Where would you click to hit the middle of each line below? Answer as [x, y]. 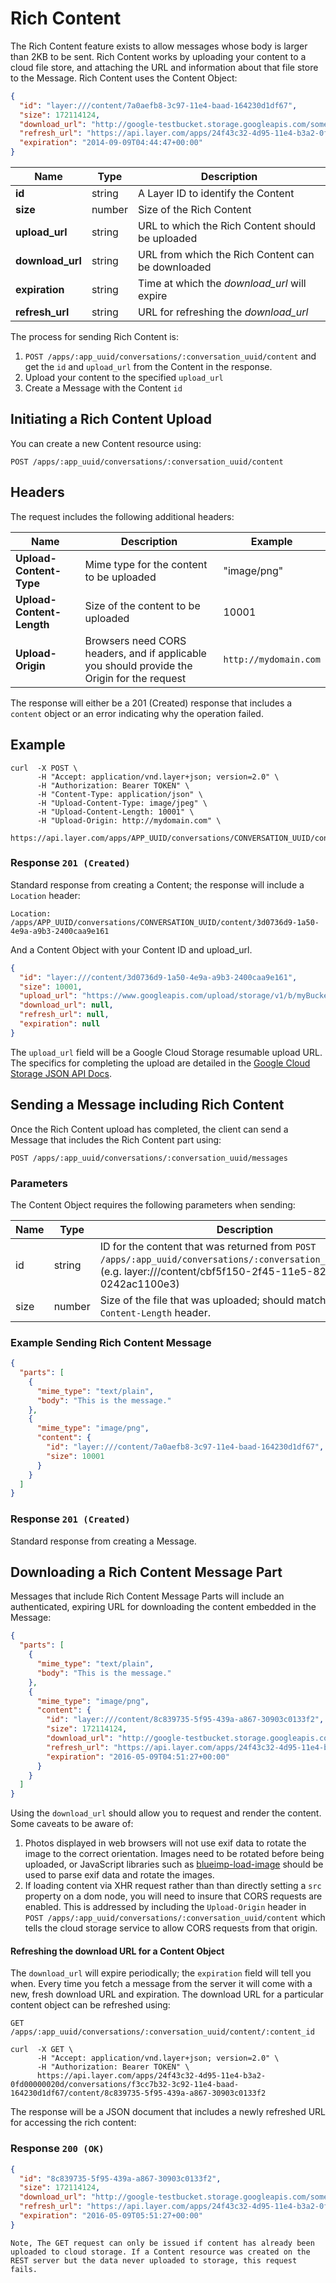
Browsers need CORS [135, 640]
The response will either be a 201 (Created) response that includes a [151, 703]
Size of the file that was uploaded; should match [213, 1300]
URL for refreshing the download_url [223, 312]
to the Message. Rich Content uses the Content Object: [124, 78]
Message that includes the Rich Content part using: [116, 1139]
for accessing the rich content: [73, 2123]
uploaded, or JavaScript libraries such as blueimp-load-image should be [174, 1864]
